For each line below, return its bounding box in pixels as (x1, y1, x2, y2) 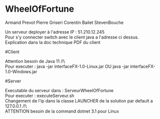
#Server (5, 78, 21, 84)
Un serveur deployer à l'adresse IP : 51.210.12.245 (5, 29, 105, 35)
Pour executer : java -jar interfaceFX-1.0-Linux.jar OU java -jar (5, 63, 129, 69)
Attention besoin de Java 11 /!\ (5, 58, 65, 64)
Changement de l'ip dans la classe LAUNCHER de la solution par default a (5, 98, 153, 103)
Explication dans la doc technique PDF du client (5, 39, 101, 45)
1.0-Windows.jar (5, 68, 37, 74)
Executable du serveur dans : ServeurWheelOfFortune (5, 87, 114, 93)
